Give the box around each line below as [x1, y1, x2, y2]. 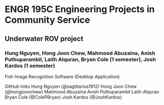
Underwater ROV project [5, 34, 84, 43]
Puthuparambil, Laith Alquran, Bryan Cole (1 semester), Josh [5, 56, 156, 63]
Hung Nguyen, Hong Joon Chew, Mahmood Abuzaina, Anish [5, 49, 155, 57]
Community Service [5, 14, 90, 26]
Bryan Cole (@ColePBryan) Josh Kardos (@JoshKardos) [5, 94, 122, 100]
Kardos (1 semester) [5, 62, 56, 69]
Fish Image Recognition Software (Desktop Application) [5, 73, 120, 79]
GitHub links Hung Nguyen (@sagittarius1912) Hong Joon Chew [5, 83, 137, 89]
